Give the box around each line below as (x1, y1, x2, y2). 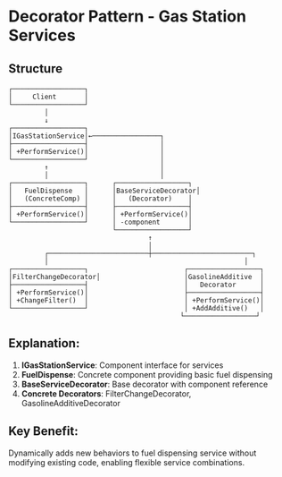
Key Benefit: (8, 423, 79, 439)
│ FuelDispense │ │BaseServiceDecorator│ (8, 186, 201, 195)
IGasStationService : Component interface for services (21, 360, 224, 371)
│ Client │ (8, 92, 89, 101)
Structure (8, 61, 63, 76)
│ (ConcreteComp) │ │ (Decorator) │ (8, 194, 193, 203)
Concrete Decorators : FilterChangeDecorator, (21, 388, 192, 399)
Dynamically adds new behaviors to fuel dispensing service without (8, 447, 257, 458)
